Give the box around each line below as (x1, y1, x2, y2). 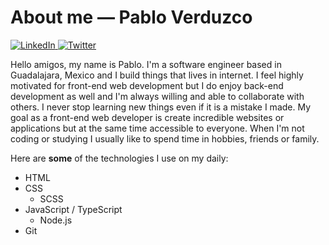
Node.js (39, 214, 73, 226)
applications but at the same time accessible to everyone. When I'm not (10, 122, 305, 134)
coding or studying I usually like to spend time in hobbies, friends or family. (10, 132, 320, 145)
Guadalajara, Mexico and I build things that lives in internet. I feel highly (10, 69, 304, 81)
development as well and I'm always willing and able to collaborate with (10, 90, 305, 102)
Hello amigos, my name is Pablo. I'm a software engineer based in (10, 58, 282, 70)
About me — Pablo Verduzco (10, 6, 253, 29)
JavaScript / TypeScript (24, 203, 123, 215)
